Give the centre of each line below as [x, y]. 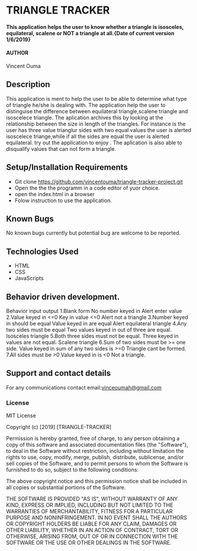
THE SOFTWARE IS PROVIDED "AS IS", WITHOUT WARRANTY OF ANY [92, 499]
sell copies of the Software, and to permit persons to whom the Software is [97, 464]
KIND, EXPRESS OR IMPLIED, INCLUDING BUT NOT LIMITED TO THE [90, 505]
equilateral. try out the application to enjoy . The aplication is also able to [94, 143]
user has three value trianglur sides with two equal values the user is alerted [99, 130]
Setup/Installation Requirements [67, 168]
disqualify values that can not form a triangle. [61, 149]
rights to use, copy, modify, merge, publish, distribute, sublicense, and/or [95, 457]
